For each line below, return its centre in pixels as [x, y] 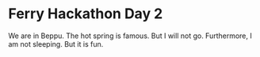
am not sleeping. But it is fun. [56, 44]
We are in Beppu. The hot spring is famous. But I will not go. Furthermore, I [130, 36]
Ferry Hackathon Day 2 [86, 14]
